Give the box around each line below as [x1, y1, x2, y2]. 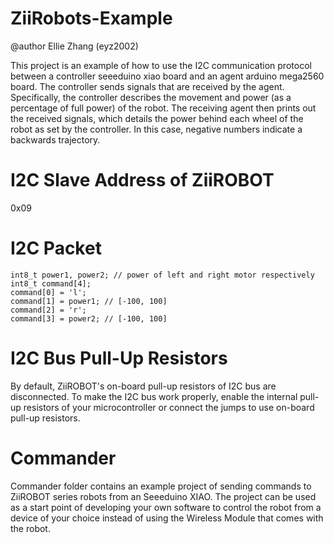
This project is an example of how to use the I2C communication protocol [10, 59, 312, 71]
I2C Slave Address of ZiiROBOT [10, 169, 275, 192]
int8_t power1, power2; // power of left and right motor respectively [10, 270, 315, 280]
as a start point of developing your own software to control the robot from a [10, 501, 322, 513]
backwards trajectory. [10, 133, 101, 146]
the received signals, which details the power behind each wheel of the [10, 112, 304, 124]
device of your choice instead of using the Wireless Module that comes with [10, 512, 324, 524]
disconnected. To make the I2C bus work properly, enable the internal [10, 390, 298, 402]
